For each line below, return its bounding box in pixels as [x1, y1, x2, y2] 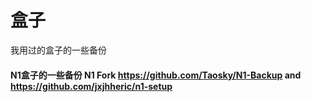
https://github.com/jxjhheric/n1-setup [10, 80, 173, 92]
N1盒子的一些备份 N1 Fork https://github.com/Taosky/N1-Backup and [10, 69, 302, 81]
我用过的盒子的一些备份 [10, 44, 107, 56]
